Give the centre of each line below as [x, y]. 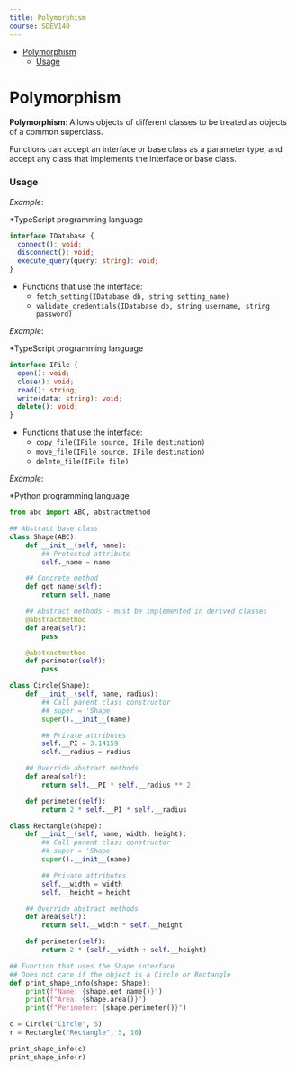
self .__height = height [86, 892]
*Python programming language [69, 496]
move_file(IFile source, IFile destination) [121, 452]
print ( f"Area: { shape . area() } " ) [86, 1000]
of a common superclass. [56, 132]
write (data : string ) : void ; [70, 398]
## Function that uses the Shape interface [92, 966]
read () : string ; [48, 390]
